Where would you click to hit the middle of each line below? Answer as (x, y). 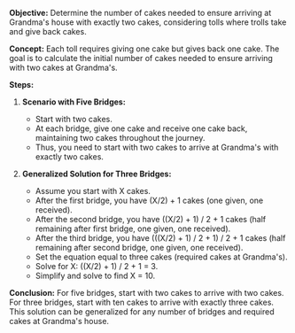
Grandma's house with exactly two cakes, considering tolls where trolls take (148, 22)
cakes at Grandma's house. (59, 321)
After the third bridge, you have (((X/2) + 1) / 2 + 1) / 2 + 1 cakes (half (160, 238)
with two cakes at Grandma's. (63, 67)
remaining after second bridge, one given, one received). (139, 248)
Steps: (21, 85)
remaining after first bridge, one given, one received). (133, 228)
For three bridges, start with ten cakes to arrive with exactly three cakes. (142, 302)
